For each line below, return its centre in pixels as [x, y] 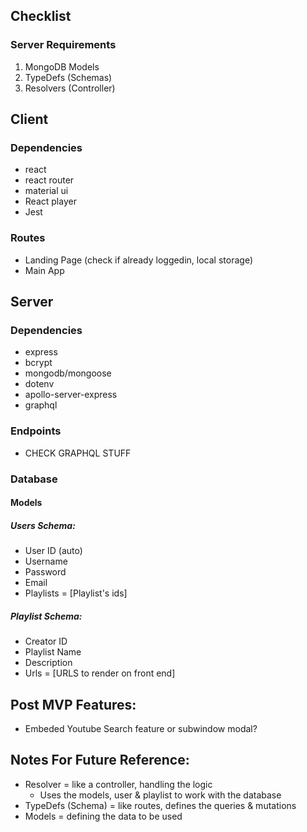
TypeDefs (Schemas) [68, 77]
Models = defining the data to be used [103, 816]
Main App [44, 270]
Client [29, 119]
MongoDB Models [62, 66]
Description [48, 663]
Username [46, 561]
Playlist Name [53, 652]
